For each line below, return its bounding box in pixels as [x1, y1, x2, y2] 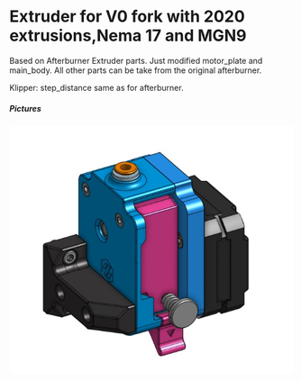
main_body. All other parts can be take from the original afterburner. [9, 65, 262, 76]
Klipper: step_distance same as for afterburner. [9, 82, 184, 93]
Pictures [9, 103, 42, 113]
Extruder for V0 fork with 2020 [9, 6, 245, 27]
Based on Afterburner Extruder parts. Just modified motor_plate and [9, 55, 263, 66]
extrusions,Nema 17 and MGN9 [9, 25, 247, 46]
